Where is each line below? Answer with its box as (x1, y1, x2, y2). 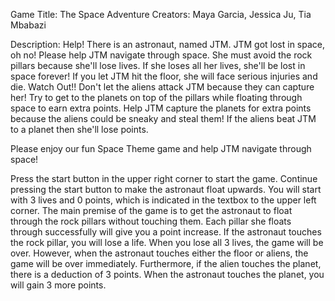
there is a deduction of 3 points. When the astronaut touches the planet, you (10, 269, 325, 280)
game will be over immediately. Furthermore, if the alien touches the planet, (10, 258, 322, 269)
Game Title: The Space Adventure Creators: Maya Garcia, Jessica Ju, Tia (10, 9, 312, 20)
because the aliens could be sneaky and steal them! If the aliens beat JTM (10, 113, 317, 124)
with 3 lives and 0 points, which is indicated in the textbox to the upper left (10, 194, 317, 206)
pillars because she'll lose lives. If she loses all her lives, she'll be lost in (10, 60, 306, 71)
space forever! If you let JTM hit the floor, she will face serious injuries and (10, 70, 318, 82)
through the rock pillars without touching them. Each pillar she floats (10, 215, 292, 227)
